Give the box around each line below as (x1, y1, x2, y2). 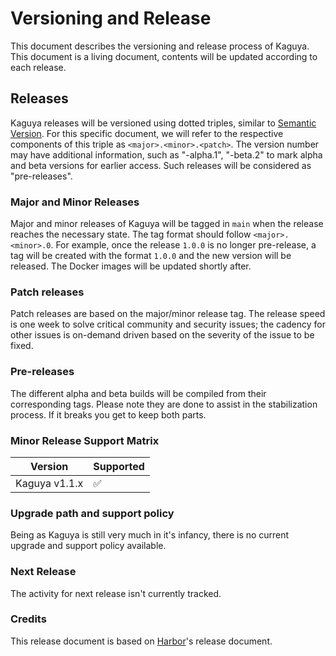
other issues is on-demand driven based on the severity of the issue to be (10, 329, 315, 341)
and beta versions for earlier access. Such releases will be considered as (10, 159, 312, 171)
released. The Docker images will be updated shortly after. (10, 260, 252, 272)
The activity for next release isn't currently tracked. (10, 587, 222, 599)
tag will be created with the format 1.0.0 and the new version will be (10, 250, 292, 262)
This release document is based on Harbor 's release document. (10, 635, 273, 647)
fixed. (10, 340, 34, 352)
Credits (10, 612, 47, 626)
